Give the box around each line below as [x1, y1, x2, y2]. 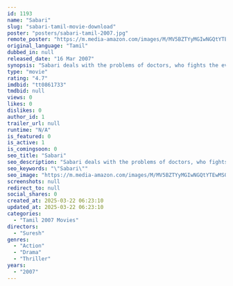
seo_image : [7, 171, 39, 178]
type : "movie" [7, 68, 49, 75]
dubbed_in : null [7, 49, 54, 56]
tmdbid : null [7, 87, 45, 94]
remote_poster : [7, 36, 51, 43]
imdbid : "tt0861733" [7, 81, 67, 88]
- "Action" [13, 242, 45, 250]
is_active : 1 [7, 140, 45, 146]
